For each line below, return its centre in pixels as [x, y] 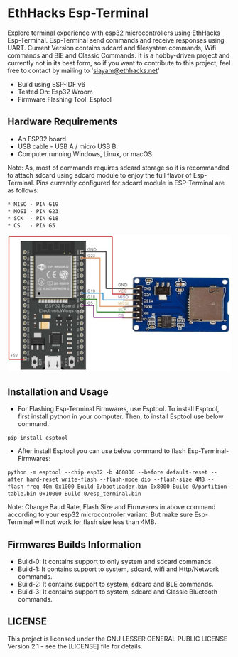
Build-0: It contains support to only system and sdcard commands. [115, 561]
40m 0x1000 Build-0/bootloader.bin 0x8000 [106, 487]
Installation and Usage [58, 392]
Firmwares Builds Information [74, 544]
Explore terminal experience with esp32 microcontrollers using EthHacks [114, 33]
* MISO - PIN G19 [33, 204]
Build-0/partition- [202, 487]
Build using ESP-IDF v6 [52, 84]
